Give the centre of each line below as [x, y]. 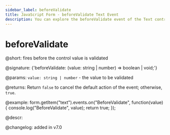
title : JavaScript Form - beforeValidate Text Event [62, 15]
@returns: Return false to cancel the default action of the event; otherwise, [84, 87]
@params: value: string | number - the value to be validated [69, 78]
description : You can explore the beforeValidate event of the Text [79, 19]
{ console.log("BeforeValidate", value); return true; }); [60, 108]
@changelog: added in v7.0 [34, 127]
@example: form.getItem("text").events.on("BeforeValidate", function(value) [84, 103]
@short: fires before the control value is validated [57, 58]
